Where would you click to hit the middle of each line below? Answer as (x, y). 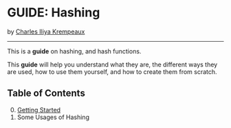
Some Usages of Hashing (53, 117)
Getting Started (38, 110)
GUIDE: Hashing (54, 13)
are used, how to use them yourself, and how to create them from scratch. (112, 72)
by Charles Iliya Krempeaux (46, 31)
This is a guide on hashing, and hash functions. (74, 51)
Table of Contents (46, 93)
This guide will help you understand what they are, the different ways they (112, 64)
